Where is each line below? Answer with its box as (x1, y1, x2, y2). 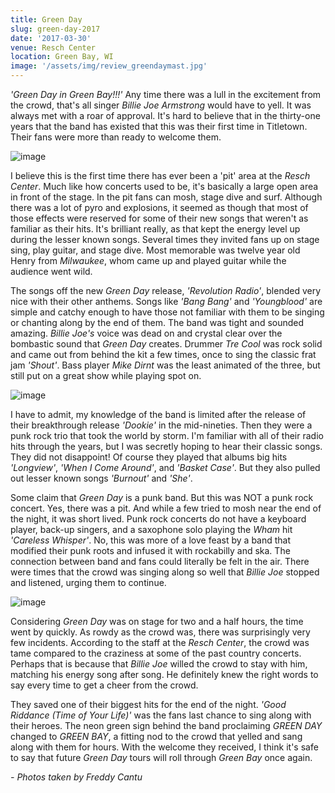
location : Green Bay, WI (10, 52, 114, 62)
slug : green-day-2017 (10, 24, 101, 34)
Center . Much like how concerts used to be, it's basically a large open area (10, 181, 319, 192)
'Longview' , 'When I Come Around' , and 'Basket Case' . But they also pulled (10, 462, 321, 473)
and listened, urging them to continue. (10, 577, 167, 588)
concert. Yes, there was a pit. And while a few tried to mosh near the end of (10, 502, 322, 514)
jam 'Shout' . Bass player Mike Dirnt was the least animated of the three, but (10, 359, 321, 371)
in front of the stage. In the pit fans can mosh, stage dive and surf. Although (10, 191, 323, 203)
